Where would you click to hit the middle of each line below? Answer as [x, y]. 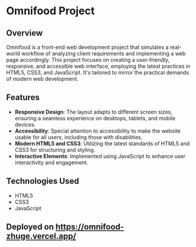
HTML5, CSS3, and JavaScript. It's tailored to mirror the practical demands [98, 72]
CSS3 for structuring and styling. [55, 149]
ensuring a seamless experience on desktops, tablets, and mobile [95, 118]
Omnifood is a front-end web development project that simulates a [88, 47]
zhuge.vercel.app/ [41, 236]
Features [23, 97]
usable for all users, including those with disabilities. [78, 137]
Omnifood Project [50, 11]
